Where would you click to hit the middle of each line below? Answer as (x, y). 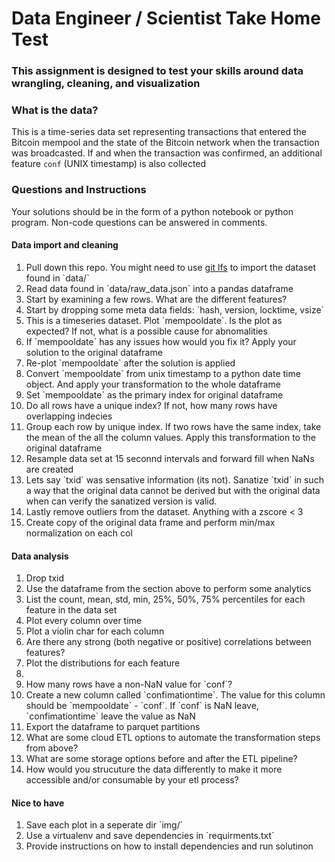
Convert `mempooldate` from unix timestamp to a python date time (163, 373)
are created (49, 469)
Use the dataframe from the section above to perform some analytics (168, 589)
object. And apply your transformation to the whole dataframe (153, 384)
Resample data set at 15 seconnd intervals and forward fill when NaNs (170, 458)
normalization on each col (79, 533)
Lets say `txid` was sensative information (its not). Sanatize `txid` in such (174, 479)
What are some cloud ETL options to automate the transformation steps (173, 738)
